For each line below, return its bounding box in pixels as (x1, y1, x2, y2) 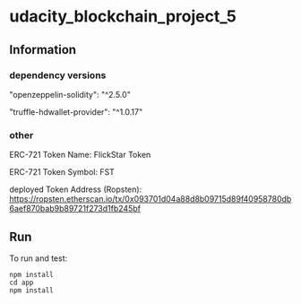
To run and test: (9, 253, 68, 264)
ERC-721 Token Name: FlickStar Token (9, 150, 151, 161)
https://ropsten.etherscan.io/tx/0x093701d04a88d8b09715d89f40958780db (9, 194, 292, 204)
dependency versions (9, 69, 107, 82)
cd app (9, 278, 34, 287)
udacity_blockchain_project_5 (9, 6, 237, 27)
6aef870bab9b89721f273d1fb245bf (9, 204, 142, 214)
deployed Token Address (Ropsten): (9, 184, 142, 195)
